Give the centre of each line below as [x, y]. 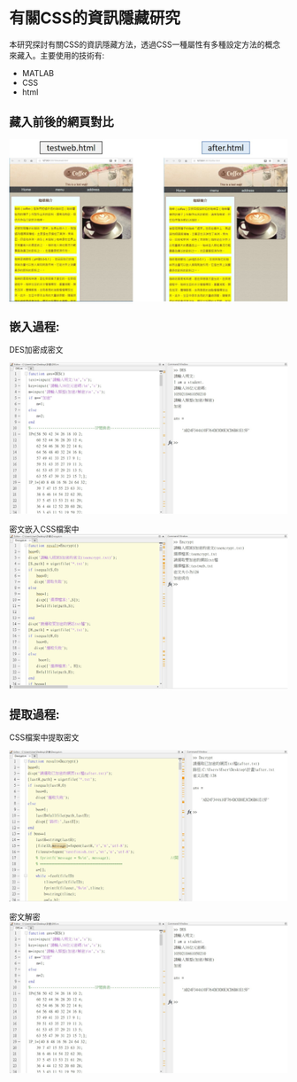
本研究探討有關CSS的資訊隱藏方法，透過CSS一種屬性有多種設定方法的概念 [145, 44]
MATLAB [38, 73]
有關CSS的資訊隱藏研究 [95, 18]
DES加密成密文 [36, 350]
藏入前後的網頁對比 [61, 122]
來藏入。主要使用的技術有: [57, 55]
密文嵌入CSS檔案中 [44, 529]
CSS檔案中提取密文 [44, 737]
